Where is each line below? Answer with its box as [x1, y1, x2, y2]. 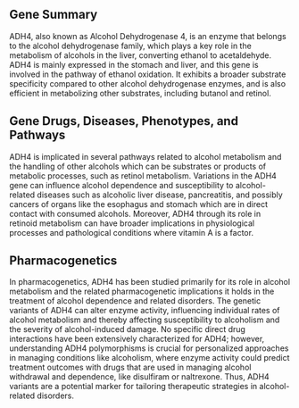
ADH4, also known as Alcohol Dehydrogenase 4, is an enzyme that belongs [9, 30, 287, 41]
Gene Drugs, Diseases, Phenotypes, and [9, 113, 239, 129]
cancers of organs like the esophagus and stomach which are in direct [9, 198, 268, 209]
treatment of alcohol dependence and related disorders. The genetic [9, 296, 262, 306]
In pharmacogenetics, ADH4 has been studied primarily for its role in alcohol [9, 277, 291, 287]
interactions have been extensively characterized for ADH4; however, [9, 334, 265, 345]
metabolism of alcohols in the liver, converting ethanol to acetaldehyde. [9, 49, 272, 61]
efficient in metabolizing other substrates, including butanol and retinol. [9, 87, 272, 98]
